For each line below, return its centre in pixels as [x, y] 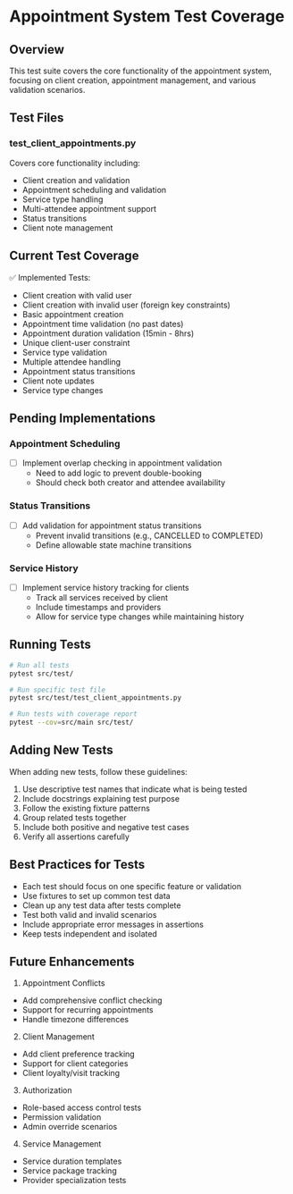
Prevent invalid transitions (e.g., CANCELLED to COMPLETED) [149, 535]
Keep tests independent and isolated [90, 933]
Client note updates [59, 381]
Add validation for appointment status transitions [112, 526]
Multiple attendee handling [71, 362]
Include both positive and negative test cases [105, 827]
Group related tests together [74, 817]
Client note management [67, 227]
